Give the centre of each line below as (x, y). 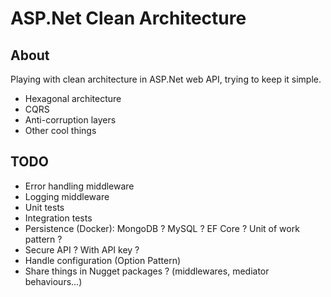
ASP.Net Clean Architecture (128, 18)
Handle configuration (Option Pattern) (103, 260)
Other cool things (60, 130)
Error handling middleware (79, 186)
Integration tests (58, 218)
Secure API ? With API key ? (82, 249)
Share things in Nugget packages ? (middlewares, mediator (147, 271)
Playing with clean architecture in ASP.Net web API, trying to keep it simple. (166, 79)
